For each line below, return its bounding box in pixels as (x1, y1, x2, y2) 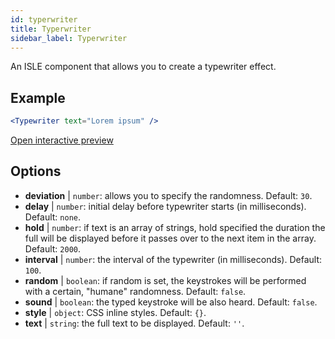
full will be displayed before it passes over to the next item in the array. (24, 232, 317, 244)
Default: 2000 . (24, 242, 81, 255)
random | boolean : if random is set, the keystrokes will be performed (24, 274, 307, 286)
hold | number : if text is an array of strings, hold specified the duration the (24, 221, 326, 233)
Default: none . (24, 211, 81, 223)
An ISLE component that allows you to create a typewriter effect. (10, 61, 277, 73)
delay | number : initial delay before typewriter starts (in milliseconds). (24, 200, 307, 212)
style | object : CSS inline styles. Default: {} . (24, 306, 207, 318)
